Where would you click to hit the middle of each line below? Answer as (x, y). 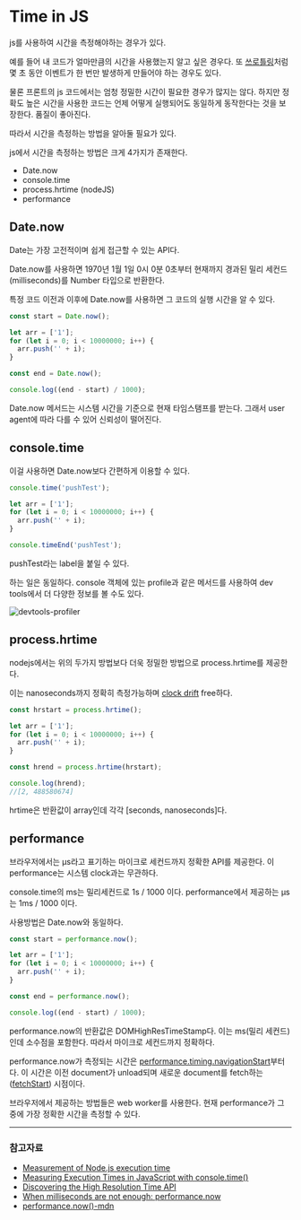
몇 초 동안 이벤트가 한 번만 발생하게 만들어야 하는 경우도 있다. (116, 73)
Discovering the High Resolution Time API (99, 1187)
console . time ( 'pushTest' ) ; (60, 488)
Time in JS (49, 17)
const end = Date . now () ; (56, 374)
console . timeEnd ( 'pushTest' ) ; (66, 545)
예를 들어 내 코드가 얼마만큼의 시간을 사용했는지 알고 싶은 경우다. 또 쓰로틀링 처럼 (149, 61)
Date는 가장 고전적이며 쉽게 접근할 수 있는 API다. (95, 249)
